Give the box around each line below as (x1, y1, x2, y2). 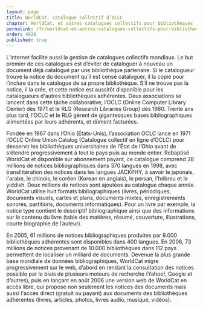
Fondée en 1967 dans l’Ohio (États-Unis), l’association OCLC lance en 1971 (6, 130, 191, 137)
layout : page (6, 8, 39, 15)
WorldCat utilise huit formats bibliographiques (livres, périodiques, (6, 188, 171, 194)
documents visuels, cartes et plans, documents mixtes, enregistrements (6, 194, 185, 201)
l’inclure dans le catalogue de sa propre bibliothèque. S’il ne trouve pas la (6, 79, 189, 87)
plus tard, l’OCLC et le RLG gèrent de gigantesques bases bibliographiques (6, 111, 192, 119)
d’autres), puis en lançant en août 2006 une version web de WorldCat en (6, 277, 187, 284)
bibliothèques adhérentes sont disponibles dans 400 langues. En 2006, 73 (6, 238, 192, 245)
